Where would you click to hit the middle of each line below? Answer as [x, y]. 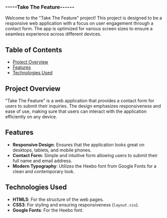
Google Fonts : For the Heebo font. [48, 210]
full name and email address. [42, 161]
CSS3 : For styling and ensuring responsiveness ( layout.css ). [76, 204]
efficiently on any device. [31, 116]
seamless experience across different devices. [53, 34]
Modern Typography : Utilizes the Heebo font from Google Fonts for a [85, 166]
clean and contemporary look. [44, 171]
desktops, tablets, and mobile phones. [52, 150]
